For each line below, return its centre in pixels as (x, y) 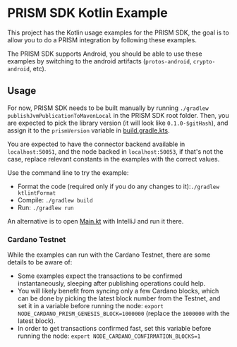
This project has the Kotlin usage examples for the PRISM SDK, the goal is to (118, 32)
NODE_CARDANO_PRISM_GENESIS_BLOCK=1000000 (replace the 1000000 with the (124, 313)
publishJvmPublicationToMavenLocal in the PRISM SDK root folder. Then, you (118, 115)
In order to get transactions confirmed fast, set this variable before (114, 329)
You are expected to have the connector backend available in (96, 144)
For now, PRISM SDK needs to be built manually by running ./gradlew (108, 108)
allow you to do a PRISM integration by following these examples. (102, 39)
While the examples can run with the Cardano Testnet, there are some (109, 255)
